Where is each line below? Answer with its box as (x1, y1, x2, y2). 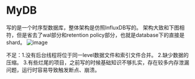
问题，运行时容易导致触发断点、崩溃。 (6, 66, 100, 73)
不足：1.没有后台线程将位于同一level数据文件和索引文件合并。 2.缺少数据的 (6, 51, 189, 58)
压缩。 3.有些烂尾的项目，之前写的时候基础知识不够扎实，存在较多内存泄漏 (6, 59, 190, 66)
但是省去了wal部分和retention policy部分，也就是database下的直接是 (16, 31, 185, 39)
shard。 (6, 39, 26, 46)
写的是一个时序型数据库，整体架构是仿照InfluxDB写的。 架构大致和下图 (6, 24, 180, 31)
